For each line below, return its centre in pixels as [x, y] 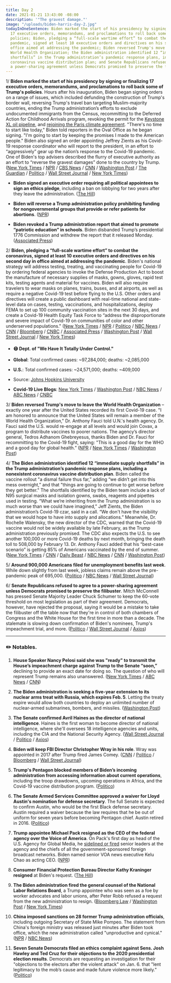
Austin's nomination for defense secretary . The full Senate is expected [89, 801]
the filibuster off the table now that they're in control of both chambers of [82, 613]
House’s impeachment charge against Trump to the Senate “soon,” [85, 666]
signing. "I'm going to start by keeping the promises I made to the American [85, 135]
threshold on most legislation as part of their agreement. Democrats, [77, 602]
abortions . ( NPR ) [31, 215]
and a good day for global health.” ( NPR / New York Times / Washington [81, 448]
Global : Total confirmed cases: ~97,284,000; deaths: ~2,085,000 [81, 360]
